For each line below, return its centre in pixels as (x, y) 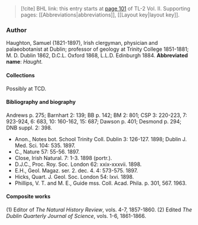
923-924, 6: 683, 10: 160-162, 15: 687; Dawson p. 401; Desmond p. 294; (94, 121)
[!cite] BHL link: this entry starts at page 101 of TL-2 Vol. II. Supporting (105, 9)
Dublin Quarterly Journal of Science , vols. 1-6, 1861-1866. (76, 216)
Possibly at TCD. (26, 89)
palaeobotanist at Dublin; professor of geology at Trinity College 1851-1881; (98, 49)
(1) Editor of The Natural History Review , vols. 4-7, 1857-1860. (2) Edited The (99, 210)
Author (17, 30)
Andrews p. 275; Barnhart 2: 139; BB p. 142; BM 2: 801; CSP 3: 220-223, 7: (97, 115)
